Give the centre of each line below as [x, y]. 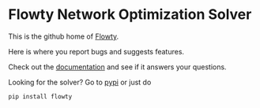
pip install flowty [40, 96]
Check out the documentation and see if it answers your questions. [117, 67]
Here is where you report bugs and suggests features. [96, 51]
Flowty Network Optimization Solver [130, 15]
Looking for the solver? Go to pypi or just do [80, 82]
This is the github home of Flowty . [64, 36]
